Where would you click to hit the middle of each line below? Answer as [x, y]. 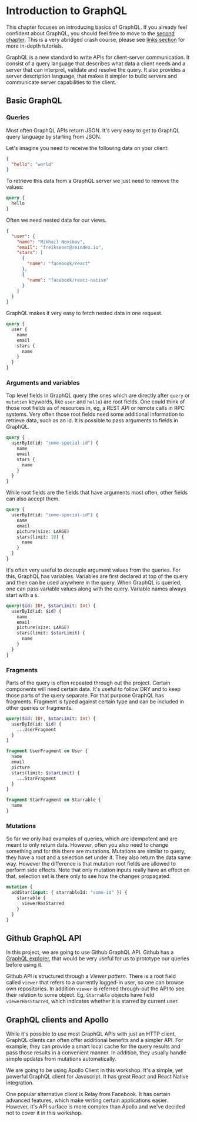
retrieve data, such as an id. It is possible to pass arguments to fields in [92, 420]
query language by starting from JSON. [54, 136]
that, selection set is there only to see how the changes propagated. [89, 876]
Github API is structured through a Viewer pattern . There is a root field [91, 976]
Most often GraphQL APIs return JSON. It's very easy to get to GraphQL [93, 130]
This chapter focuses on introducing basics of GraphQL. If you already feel [96, 27]
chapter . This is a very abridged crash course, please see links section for [96, 39]
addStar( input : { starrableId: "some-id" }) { [69, 893]
